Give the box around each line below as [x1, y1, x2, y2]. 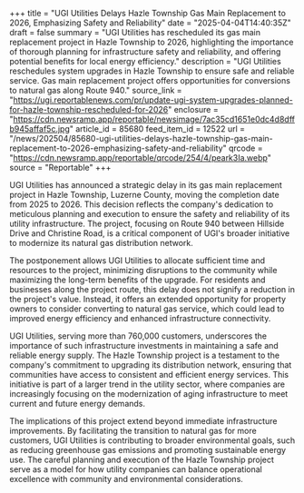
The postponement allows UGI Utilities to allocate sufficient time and [9, 255, 266, 266]
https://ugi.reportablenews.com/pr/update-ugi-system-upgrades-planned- [13, 94, 293, 105]
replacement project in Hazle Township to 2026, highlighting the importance [9, 36, 294, 47]
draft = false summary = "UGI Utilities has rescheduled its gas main [9, 27, 261, 37]
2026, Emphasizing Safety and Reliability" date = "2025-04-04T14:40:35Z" [9, 17, 292, 28]
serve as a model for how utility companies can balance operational [9, 464, 263, 475]
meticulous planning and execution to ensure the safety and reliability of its [9, 209, 290, 219]
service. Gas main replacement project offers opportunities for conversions [9, 75, 290, 85]
